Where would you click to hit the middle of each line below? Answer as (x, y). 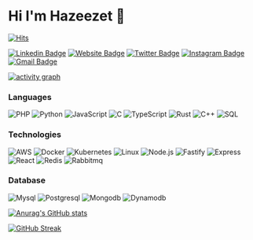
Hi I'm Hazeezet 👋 (67, 16)
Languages (30, 97)
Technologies (35, 135)
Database (27, 180)
